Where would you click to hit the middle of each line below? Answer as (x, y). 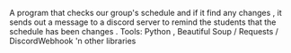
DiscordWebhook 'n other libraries (73, 41)
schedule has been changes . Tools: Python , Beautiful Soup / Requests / (144, 31)
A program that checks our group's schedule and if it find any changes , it (146, 13)
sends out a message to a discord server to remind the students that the (143, 22)
